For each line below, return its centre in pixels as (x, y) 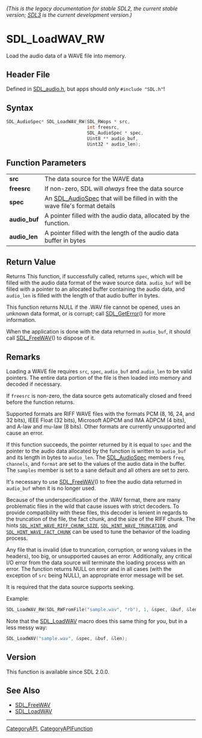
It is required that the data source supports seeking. (70, 587)
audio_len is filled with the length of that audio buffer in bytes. (83, 296)
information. (21, 320)
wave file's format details (80, 206)
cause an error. (25, 433)
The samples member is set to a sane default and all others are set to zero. (98, 470)
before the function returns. (41, 402)
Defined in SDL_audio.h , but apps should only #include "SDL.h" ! (86, 89)
